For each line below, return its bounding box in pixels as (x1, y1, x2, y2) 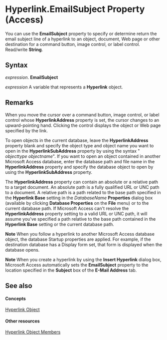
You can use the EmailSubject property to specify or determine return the (5, 30, 157, 36)
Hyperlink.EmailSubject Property (5, 3, 145, 15)
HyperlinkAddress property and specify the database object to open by (5, 164, 154, 170)
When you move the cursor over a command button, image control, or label (5, 111, 160, 118)
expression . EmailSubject (5, 74, 58, 80)
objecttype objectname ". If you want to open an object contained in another (5, 153, 161, 159)
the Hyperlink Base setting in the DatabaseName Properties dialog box (5, 195, 153, 201)
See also (5, 281, 32, 290)
